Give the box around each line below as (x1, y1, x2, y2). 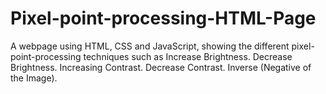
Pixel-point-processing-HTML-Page (10, 7, 317, 30)
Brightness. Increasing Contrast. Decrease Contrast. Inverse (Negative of (10, 61, 312, 73)
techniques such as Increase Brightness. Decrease (83, 50, 293, 62)
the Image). (10, 72, 58, 84)
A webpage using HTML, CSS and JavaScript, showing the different (10, 40, 290, 52)
